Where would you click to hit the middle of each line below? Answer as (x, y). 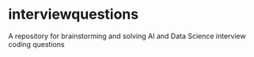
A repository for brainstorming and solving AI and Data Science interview (127, 36)
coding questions (36, 44)
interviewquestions (74, 14)
